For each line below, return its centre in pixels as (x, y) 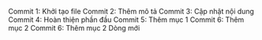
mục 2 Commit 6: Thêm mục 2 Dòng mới (74, 28)
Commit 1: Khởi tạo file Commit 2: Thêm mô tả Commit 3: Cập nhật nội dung (131, 11)
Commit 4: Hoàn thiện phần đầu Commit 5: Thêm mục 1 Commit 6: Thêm (126, 20)
